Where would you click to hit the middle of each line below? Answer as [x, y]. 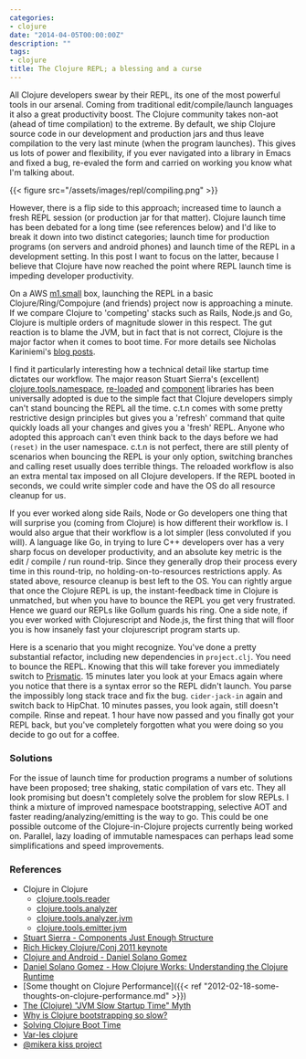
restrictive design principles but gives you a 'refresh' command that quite [148, 417]
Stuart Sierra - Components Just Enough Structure [118, 938]
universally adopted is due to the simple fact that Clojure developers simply [151, 398]
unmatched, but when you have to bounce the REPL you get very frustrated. [153, 600]
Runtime [38, 977]
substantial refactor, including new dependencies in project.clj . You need [150, 656]
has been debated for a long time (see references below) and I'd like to [143, 227]
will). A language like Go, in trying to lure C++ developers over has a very [147, 542]
